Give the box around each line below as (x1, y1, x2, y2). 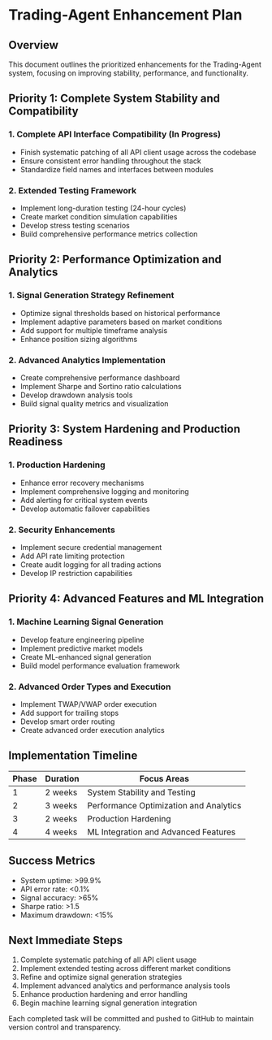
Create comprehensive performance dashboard (19, 372, 180, 383)
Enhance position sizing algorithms (19, 334, 138, 344)
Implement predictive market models (19, 643, 144, 653)
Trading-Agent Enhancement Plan (8, 6, 243, 24)
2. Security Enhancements (8, 524, 115, 535)
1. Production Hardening (8, 459, 106, 470)
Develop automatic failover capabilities (19, 504, 150, 513)
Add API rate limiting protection (19, 551, 125, 561)
